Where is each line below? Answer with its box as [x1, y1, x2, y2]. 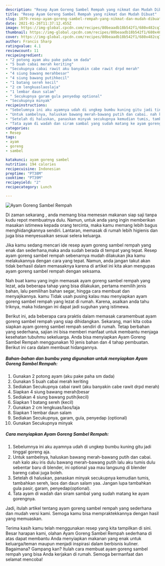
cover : [5, 35, 19, 40]
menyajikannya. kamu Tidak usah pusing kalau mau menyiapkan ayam [5, 293, 147, 299]
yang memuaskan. [5, 516, 43, 521]
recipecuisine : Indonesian [5, 166, 61, 172]
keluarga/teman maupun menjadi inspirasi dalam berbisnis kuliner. [5, 541, 139, 546]
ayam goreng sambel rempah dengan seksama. [5, 268, 102, 274]
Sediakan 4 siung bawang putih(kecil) [12, 394, 89, 400]
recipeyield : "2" [5, 180, 41, 185]
